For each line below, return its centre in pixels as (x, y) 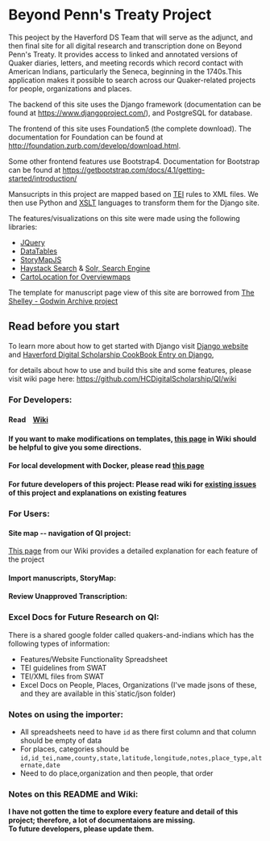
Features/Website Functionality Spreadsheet (93, 659)
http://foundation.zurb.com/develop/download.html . (95, 145)
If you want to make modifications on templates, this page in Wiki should (132, 438)
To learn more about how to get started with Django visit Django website (128, 345)
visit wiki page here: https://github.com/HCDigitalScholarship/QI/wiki (123, 379)
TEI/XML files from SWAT (62, 676)
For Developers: (40, 400)
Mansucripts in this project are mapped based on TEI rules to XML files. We (134, 194)
